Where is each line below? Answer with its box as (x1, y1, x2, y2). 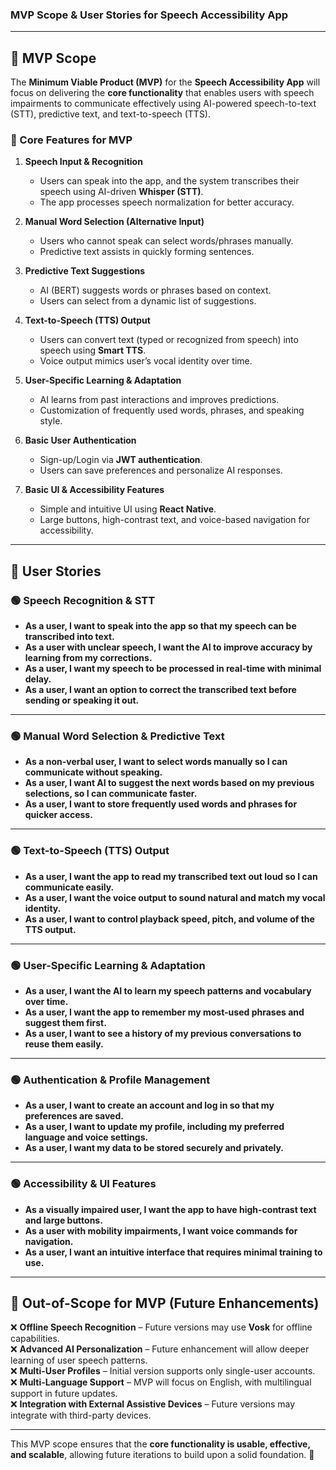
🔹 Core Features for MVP (10, 133, 133, 147)
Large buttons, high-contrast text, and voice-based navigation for (39, 514, 310, 526)
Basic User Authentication (24, 434, 137, 447)
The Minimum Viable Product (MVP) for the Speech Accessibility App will (10, 76, 321, 88)
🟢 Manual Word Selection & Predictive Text (10, 729, 225, 743)
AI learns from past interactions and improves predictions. (39, 394, 280, 406)
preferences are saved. (24, 1110, 124, 1122)
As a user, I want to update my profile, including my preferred (24, 1121, 285, 1133)
